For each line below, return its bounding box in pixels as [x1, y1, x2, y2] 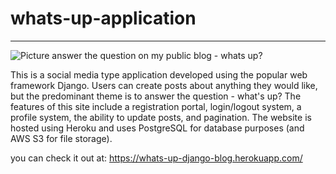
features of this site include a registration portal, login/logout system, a [10, 100, 302, 112]
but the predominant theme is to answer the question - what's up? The [10, 90, 302, 102]
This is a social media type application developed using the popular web [10, 68, 308, 81]
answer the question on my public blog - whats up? [51, 49, 263, 61]
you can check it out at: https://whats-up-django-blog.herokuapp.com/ [10, 152, 303, 164]
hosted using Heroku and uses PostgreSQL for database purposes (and [10, 122, 305, 134]
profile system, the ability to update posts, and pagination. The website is [10, 111, 312, 123]
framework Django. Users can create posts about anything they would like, [10, 79, 318, 91]
